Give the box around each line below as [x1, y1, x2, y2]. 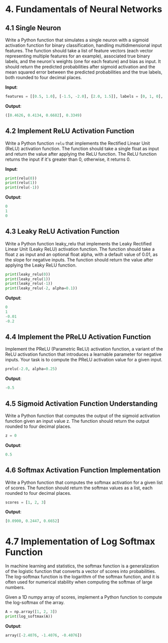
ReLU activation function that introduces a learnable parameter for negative [5, 351, 162, 357]
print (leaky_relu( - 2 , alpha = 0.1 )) [5, 286, 78, 291]
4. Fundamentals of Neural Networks [5, 4, 162, 15]
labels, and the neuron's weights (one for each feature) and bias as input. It [5, 58, 161, 64]
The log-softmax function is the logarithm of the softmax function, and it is [5, 573, 159, 580]
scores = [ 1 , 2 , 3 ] [5, 500, 46, 505]
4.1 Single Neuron [5, 24, 61, 32]
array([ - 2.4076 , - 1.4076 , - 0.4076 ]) [5, 633, 82, 638]
